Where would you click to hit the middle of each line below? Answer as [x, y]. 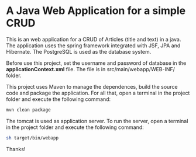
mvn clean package [28, 110]
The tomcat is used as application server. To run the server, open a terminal [97, 121]
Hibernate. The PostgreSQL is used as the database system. [79, 51]
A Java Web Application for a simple [96, 11]
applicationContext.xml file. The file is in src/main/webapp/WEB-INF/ [91, 69]
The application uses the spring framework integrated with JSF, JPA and [93, 46]
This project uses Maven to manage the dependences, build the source [92, 86]
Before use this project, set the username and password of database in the [96, 63]
